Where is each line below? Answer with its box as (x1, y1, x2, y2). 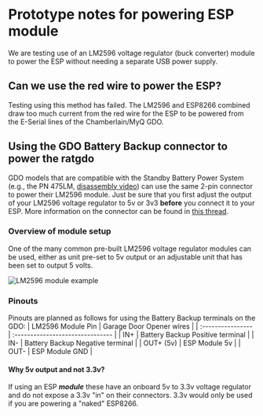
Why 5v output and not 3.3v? (8, 364, 105, 374)
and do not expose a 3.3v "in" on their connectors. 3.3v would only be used (8, 391, 253, 400)
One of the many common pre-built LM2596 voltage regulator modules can (8, 244, 252, 253)
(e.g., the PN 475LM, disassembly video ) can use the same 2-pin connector (8, 181, 254, 190)
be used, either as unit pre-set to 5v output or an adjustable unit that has (8, 252, 243, 261)
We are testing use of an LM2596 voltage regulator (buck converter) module (8, 48, 255, 57)
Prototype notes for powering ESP (8, 6, 235, 24)
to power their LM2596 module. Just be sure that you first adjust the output (8, 190, 252, 199)
